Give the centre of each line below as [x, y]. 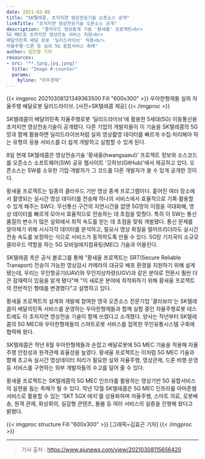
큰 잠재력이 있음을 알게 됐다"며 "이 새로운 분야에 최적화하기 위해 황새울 [90, 281]
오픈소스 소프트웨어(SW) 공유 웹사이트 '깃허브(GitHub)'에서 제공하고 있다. [100, 163]
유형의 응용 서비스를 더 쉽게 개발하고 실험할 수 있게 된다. [79, 142]
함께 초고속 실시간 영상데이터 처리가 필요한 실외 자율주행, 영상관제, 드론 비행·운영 [102, 360]
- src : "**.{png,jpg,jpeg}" [42, 63]
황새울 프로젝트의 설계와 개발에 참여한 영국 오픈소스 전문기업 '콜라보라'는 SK [97, 301]
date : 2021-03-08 [28, 12]
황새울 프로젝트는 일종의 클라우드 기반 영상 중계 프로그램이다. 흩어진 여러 [92, 191]
